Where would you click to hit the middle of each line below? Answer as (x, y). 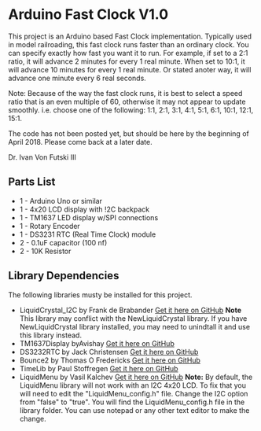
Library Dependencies (64, 276)
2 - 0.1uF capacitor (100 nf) (63, 242)
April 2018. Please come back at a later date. (80, 142)
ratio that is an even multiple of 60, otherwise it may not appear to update (127, 101)
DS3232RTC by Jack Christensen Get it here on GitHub (109, 352)
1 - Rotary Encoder (50, 226)
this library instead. (51, 335)
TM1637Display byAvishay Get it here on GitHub (97, 343)
